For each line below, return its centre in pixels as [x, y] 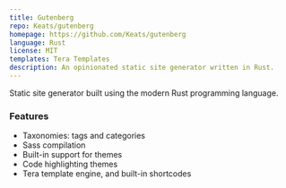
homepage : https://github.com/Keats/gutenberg [98, 34]
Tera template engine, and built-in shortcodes [107, 174]
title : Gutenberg [42, 17]
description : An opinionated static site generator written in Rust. [142, 68]
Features [29, 115]
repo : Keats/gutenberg [52, 26]
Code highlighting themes [70, 164]
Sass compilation [54, 145]
